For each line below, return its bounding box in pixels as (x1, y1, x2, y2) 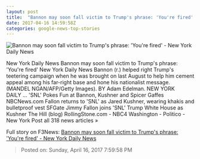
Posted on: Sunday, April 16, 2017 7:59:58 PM (20, 146, 133, 154)
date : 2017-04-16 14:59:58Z (6, 20, 76, 26)
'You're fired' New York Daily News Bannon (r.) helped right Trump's (6, 66, 174, 74)
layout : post (6, 8, 39, 15)
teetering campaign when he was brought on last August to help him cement (6, 72, 195, 79)
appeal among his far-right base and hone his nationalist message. (6, 79, 170, 86)
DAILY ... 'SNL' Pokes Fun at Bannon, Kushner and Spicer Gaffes (6, 91, 164, 99)
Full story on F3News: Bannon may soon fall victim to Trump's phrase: (6, 129, 179, 136)
